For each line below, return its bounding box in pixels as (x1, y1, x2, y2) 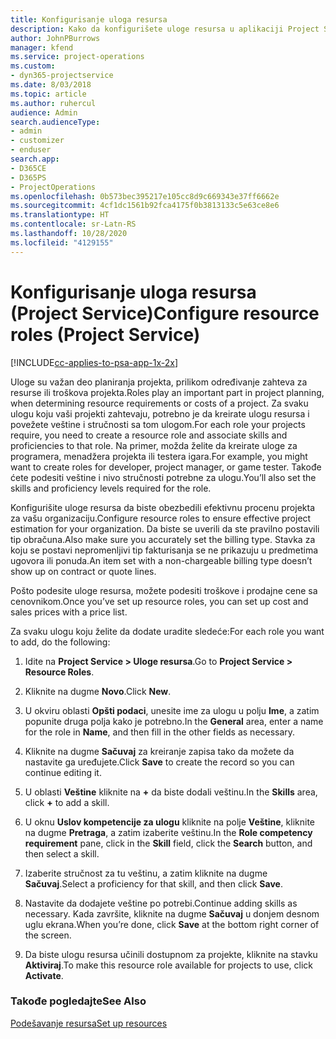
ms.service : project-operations (10, 52, 145, 62)
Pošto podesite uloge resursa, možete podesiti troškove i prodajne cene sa (10, 584, 318, 596)
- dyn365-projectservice (10, 71, 114, 81)
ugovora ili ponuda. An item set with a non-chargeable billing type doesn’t (10, 554, 313, 566)
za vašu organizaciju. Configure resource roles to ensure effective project (10, 512, 312, 524)
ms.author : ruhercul (10, 98, 97, 108)
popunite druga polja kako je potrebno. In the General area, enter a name (24, 715, 324, 727)
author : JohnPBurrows (10, 33, 101, 43)
